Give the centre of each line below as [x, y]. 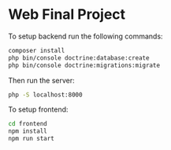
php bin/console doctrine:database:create [79, 58]
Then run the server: [41, 80]
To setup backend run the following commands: [85, 36]
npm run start [32, 139]
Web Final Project [67, 15]
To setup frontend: [38, 110]
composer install [37, 50]
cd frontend [28, 124]
